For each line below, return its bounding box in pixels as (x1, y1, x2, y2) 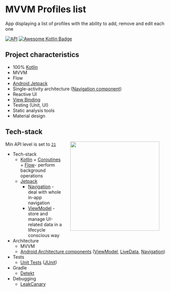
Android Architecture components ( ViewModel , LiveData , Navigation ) (20, 248, 165, 254)
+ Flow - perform (20, 162, 55, 168)
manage (27, 216, 45, 222)
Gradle (12, 264, 27, 271)
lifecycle (27, 227, 46, 233)
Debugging (12, 275, 37, 281)
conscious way (27, 232, 60, 238)
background (20, 167, 46, 173)
